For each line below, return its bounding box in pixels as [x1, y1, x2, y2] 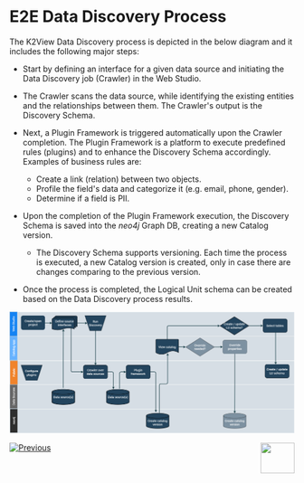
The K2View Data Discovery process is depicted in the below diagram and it [9, 36, 293, 47]
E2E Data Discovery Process [9, 6, 227, 27]
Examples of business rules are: [22, 156, 142, 166]
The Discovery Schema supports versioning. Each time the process [35, 247, 288, 258]
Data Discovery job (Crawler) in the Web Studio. [22, 72, 202, 83]
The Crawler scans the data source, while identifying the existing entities [22, 90, 294, 101]
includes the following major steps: [9, 45, 140, 56]
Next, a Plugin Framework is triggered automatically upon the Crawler [22, 127, 283, 137]
